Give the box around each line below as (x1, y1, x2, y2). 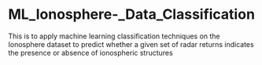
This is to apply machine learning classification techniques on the (8, 31, 220, 41)
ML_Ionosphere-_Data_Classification (8, 5, 256, 23)
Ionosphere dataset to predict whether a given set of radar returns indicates (8, 39, 254, 49)
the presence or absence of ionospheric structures (8, 48, 173, 57)
